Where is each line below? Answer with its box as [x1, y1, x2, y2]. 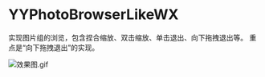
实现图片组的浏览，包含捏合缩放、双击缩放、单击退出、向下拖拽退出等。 [8, 33, 247, 42]
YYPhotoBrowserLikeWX [8, 6, 179, 24]
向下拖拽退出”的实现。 [25, 42, 100, 52]
